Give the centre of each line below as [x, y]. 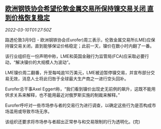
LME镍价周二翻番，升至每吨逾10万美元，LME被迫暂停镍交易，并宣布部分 [78, 72]
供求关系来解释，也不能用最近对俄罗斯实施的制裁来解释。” [63, 95]
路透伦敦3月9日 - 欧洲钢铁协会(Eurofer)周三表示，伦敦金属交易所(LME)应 [78, 40]
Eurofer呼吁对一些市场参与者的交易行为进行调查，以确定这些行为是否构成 [79, 105]
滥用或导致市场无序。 [30, 111]
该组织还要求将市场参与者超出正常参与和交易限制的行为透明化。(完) [73, 121]
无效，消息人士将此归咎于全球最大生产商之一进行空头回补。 [69, 79]
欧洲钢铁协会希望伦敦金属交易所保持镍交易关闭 [75, 9]
